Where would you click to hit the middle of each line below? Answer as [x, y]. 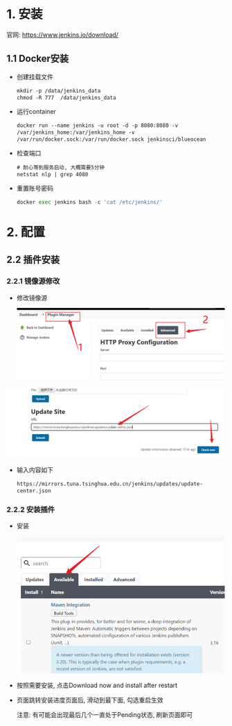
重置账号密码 [35, 188]
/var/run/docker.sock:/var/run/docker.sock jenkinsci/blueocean [111, 139]
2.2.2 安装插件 [31, 509]
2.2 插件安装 [33, 260]
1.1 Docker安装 [38, 59]
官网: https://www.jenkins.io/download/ [63, 35]
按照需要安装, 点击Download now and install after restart [97, 685]
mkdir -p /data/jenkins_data [59, 91]
